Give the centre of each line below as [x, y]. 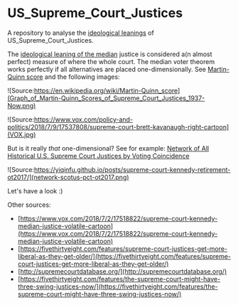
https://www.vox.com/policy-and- [84, 119]
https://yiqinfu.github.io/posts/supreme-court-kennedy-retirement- [132, 169]
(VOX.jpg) [22, 134]
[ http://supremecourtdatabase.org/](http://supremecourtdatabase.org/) [122, 271]
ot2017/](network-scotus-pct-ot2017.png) [68, 177]
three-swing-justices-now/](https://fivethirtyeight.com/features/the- [118, 287]
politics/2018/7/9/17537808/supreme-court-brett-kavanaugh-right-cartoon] [118, 127]
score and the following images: [73, 77]
